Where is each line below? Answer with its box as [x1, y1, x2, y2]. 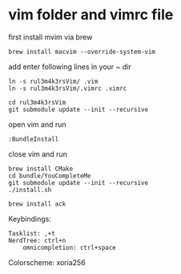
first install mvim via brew [8, 32, 93, 42]
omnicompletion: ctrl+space [22, 243, 116, 252]
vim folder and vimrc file [8, 6, 174, 24]
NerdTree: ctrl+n [8, 236, 66, 244]
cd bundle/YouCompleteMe [8, 171, 91, 180]
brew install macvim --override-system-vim [8, 47, 156, 55]
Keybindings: [8, 214, 52, 223]
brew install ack [8, 199, 66, 208]
